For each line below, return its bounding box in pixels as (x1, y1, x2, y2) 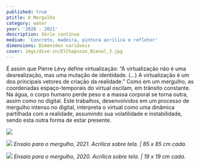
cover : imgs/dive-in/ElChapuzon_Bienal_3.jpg (6, 48, 123, 55)
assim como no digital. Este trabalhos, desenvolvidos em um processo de (6, 97, 189, 104)
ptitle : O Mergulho (6, 15, 56, 21)
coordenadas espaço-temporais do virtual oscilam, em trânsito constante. (6, 84, 190, 91)
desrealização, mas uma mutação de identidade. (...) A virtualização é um (6, 71, 190, 79)
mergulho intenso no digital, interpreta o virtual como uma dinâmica (6, 104, 175, 111)
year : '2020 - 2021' (6, 25, 59, 32)
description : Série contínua (6, 32, 80, 38)
